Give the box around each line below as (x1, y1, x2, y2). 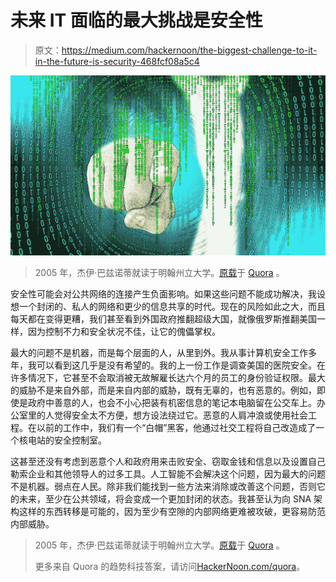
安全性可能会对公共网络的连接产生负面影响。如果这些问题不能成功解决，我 (10, 287, 317, 300)
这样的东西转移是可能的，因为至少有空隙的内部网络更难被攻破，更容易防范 (18, 505, 326, 517)
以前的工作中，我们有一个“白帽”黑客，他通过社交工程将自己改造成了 (36, 421, 317, 433)
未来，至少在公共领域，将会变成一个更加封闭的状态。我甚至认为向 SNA (18, 492, 312, 505)
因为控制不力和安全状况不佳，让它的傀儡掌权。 (27, 325, 221, 337)
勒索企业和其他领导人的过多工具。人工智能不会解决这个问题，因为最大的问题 (10, 467, 326, 480)
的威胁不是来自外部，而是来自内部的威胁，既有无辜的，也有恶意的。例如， (10, 384, 317, 396)
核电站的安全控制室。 (18, 434, 107, 446)
